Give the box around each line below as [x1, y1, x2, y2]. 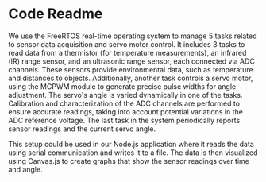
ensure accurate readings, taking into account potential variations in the [8, 106, 244, 116]
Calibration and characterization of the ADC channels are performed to [8, 99, 241, 108]
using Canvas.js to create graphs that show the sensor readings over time [8, 156, 250, 165]
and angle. [8, 165, 43, 174]
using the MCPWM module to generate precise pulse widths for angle [8, 81, 237, 91]
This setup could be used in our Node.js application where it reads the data [8, 139, 254, 149]
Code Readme [8, 5, 103, 23]
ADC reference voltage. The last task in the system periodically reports [8, 115, 241, 125]
